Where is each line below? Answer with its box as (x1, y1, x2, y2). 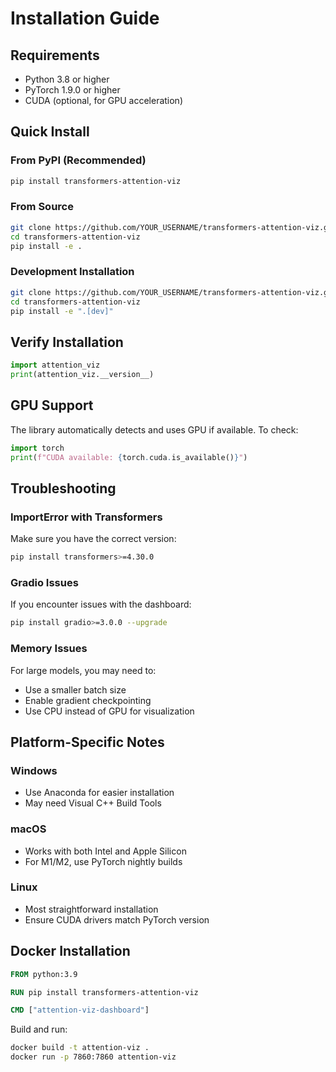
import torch (10, 443, 65, 453)
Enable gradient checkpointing (24, 694, 152, 706)
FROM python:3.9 (10, 969, 78, 979)
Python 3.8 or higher (24, 73, 110, 85)
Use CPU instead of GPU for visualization (24, 705, 195, 717)
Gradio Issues (10, 576, 79, 590)
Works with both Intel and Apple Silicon (24, 845, 187, 857)
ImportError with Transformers (10, 510, 163, 524)
